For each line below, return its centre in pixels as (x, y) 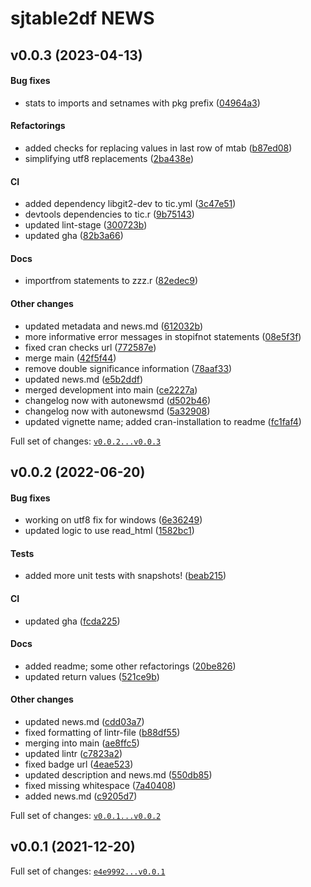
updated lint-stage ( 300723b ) (86, 225)
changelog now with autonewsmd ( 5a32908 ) (117, 411)
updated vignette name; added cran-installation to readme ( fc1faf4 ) (163, 421)
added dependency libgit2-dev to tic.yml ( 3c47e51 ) (130, 204)
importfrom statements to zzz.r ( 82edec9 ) (111, 281)
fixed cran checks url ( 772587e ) (90, 347)
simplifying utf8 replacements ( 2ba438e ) (109, 158)
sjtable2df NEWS (82, 18)
